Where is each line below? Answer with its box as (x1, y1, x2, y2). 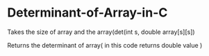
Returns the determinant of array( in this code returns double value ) (7, 41, 203, 49)
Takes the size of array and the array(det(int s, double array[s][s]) (7, 28, 196, 36)
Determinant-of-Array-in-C (7, 5, 168, 21)
